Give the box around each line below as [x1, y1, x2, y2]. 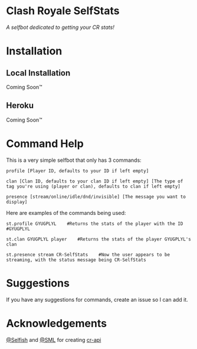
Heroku [6, 100, 34, 110]
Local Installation [6, 68, 71, 78]
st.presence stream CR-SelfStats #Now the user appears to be [6, 252, 170, 257]
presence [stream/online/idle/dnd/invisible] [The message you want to [6, 194, 186, 200]
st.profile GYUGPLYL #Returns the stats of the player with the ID [6, 220, 183, 227]
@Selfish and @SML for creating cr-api [6, 336, 101, 343]
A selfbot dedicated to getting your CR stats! [6, 24, 115, 31]
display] [6, 199, 28, 205]
